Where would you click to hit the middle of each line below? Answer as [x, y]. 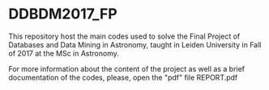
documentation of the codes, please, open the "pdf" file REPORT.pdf [123, 77]
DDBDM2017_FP [63, 14]
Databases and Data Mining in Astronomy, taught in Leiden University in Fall [135, 44]
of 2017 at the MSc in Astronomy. [64, 53]
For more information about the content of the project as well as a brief [127, 68]
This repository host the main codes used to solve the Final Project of [124, 36]
